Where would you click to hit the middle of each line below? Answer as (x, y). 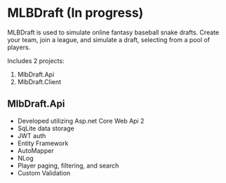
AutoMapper (35, 150)
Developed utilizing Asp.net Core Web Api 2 (81, 121)
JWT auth (32, 135)
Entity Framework (43, 143)
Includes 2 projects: (36, 60)
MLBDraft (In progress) (75, 13)
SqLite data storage (46, 128)
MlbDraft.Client (39, 81)
